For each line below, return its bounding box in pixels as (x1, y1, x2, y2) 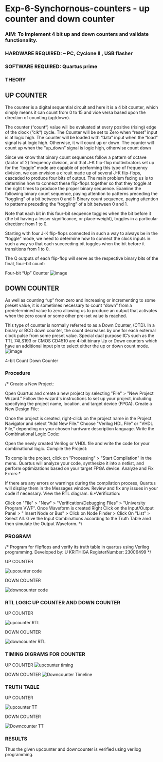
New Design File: (5, 406, 39, 412)
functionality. (5, 37, 38, 44)
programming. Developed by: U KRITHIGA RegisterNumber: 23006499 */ (5, 549, 152, 555)
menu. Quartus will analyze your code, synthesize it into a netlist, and (5, 460, 145, 466)
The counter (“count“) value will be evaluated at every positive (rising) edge (5, 124, 157, 130)
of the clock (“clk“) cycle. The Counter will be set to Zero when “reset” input (5, 129, 158, 135)
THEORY (5, 76, 26, 83)
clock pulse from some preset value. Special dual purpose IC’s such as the (5, 333, 155, 339)
